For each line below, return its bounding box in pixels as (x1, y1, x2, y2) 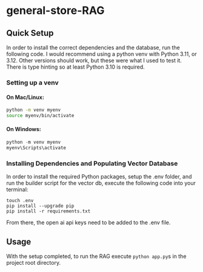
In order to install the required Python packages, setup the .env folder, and (6, 173, 192, 180)
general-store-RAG (6, 4, 105, 18)
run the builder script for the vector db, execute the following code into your (6, 180, 196, 187)
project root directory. (6, 259, 61, 266)
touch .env (6, 198, 34, 204)
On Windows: (6, 126, 41, 133)
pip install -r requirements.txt (6, 208, 91, 214)
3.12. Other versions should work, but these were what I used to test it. (6, 57, 182, 64)
